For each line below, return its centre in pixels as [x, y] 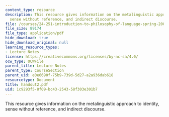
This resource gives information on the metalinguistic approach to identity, [82, 103]
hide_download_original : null [37, 43]
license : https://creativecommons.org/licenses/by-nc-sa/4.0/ [72, 56]
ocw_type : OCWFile [24, 61]
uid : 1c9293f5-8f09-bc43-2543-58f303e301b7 [52, 89]
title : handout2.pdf [27, 84]
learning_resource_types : [32, 47]
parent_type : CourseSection [35, 71]
